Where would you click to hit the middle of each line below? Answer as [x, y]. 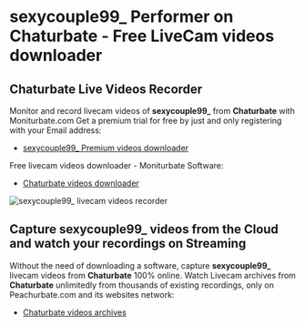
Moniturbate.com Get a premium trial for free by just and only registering [146, 121]
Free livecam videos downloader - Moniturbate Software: [117, 165]
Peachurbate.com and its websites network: [92, 294]
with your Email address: [56, 130]
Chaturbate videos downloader [81, 183]
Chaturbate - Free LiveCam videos [142, 36]
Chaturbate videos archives [75, 312]
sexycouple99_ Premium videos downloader [106, 148]
